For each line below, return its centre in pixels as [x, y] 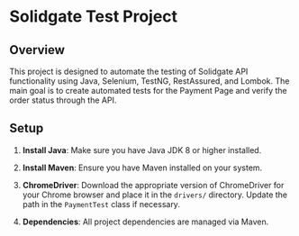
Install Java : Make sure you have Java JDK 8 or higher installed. [142, 150]
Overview [37, 50]
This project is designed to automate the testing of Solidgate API [129, 71]
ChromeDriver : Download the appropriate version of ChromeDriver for [153, 185]
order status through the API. [63, 100]
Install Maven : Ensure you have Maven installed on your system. [142, 168]
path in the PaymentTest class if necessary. [101, 204]
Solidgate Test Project [94, 17]
